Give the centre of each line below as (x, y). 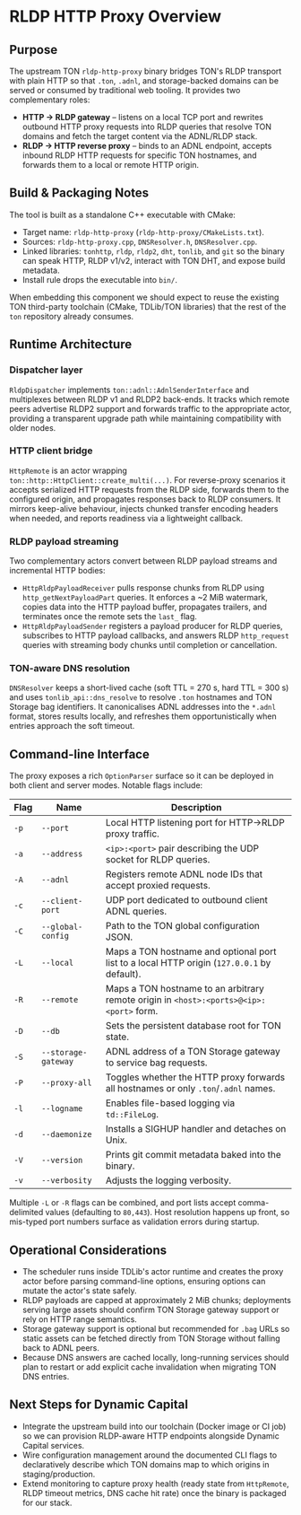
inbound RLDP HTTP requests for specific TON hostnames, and (139, 155)
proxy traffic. (133, 834)
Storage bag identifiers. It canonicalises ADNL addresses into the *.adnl (142, 707)
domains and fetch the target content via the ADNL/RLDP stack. (140, 136)
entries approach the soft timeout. (72, 726)
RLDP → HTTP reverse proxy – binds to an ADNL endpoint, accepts (147, 146)
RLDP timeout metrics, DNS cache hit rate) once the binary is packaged (154, 1493)
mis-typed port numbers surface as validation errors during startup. (134, 1222)
